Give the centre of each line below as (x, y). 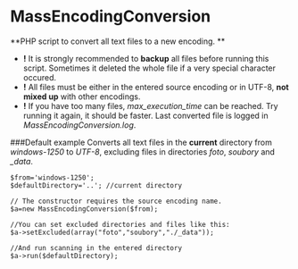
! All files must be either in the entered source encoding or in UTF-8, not (156, 87)
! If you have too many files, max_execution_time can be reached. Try (151, 105)
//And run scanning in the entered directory (96, 248)
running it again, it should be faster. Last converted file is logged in (145, 115)
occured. (40, 77)
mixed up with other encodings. (82, 97)
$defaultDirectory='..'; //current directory (96, 185)
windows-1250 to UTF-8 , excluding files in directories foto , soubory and (143, 151)
